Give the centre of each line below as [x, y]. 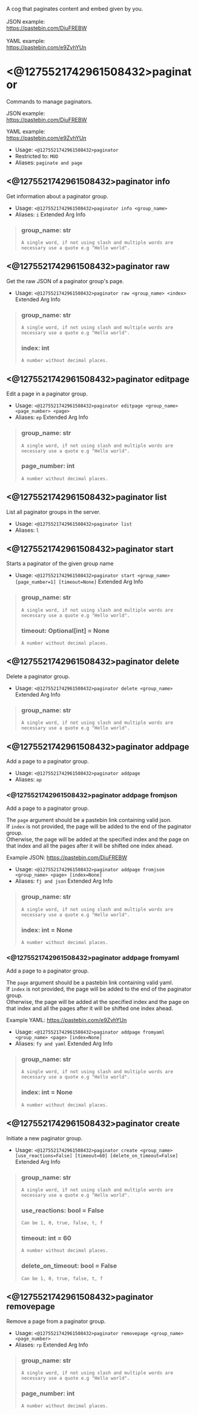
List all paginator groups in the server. [54, 512]
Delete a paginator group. [38, 676]
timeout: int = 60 [46, 1238]
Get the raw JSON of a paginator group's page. [65, 281]
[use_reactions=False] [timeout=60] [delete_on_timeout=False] [97, 1156]
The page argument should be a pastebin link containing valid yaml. [90, 983]
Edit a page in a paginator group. [47, 394]
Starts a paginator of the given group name [60, 564]
